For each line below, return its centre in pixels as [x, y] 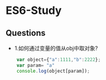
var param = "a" [36, 65]
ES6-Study [34, 11]
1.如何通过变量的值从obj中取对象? [56, 48]
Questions [26, 33]
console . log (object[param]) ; [53, 71]
